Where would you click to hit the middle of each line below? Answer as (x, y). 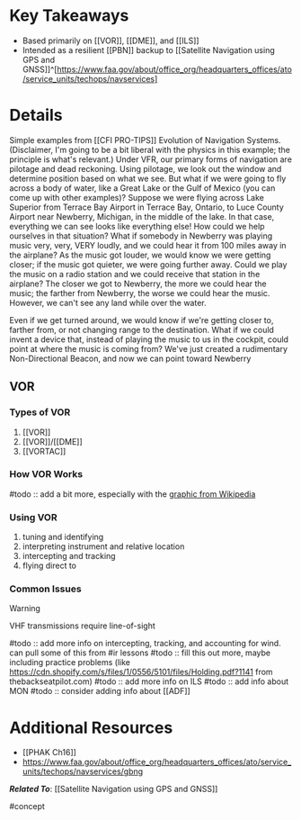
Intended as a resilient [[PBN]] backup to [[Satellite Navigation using (149, 50)
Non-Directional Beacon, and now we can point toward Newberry (130, 358)
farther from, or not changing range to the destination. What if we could (142, 329)
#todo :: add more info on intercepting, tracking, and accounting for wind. (145, 644)
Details (36, 116)
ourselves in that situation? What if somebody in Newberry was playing (141, 236)
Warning (25, 608)
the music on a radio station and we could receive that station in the (135, 274)
